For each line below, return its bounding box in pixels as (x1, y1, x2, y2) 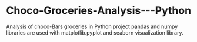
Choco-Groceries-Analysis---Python (6, 4, 192, 17)
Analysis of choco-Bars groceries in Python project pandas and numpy (6, 23, 178, 30)
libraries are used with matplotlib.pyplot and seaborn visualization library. (6, 29, 183, 36)
